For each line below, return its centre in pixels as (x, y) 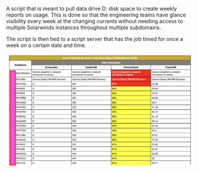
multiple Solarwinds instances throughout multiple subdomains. (84, 27)
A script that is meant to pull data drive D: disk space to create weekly (92, 9)
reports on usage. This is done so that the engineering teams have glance (96, 15)
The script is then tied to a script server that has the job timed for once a (95, 39)
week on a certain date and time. (46, 45)
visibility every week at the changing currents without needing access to (95, 21)
